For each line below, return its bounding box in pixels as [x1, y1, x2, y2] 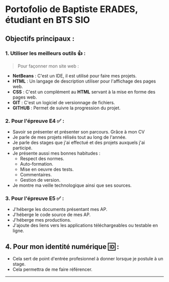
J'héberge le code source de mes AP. [12, 211, 91, 218]
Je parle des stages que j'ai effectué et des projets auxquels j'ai [12, 139, 145, 146]
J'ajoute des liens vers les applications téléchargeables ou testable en [12, 223, 158, 229]
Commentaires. [20, 172, 52, 178]
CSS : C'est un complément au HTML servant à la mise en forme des [12, 89, 156, 95]
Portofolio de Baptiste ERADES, [5, 4, 138, 15]
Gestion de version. [20, 177, 61, 183]
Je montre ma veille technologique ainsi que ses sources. [12, 182, 132, 188]
